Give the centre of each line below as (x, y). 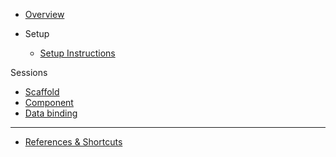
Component (49, 102)
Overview (44, 14)
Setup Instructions (77, 53)
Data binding (51, 113)
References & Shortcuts (73, 142)
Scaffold (42, 92)
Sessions (29, 72)
